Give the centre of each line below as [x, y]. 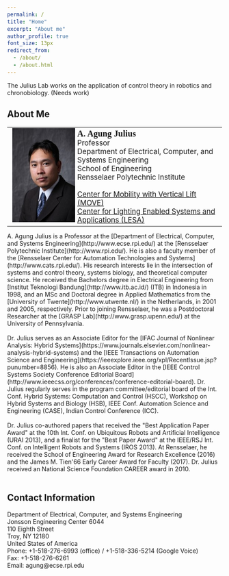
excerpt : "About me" [37, 29]
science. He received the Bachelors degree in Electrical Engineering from [110, 279]
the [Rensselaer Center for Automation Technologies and [87, 258]
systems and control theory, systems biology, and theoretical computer [107, 272]
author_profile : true [38, 36]
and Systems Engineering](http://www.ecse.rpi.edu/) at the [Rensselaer [108, 243]
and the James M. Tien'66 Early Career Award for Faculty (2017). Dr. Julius [112, 462]
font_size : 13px [30, 43]
